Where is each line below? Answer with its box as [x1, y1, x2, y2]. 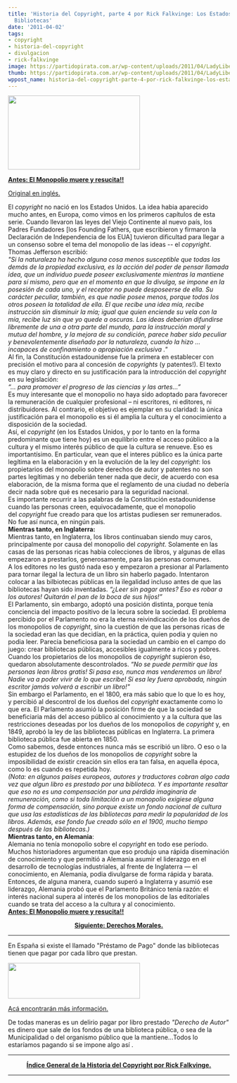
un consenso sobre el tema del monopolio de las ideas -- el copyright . [8, 241, 212, 249]
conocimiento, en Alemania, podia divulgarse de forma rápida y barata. [8, 870, 214, 878]
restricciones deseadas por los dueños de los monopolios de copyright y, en [8, 720, 230, 729]
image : [8, 63, 27, 70]
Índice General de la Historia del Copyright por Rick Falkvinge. [26, 1061, 212, 1070]
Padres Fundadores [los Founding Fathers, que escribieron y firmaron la [8, 225, 217, 234]
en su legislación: [8, 375, 59, 384]
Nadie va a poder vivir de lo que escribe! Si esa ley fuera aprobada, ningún [8, 675, 227, 684]
